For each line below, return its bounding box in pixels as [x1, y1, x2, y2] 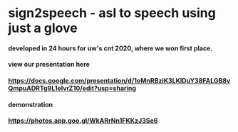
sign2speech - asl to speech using [8, 5, 216, 21]
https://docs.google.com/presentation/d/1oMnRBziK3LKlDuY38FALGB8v [8, 76, 231, 84]
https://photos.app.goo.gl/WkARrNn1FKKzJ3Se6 [8, 116, 158, 125]
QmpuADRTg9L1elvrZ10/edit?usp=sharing [8, 84, 137, 92]
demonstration [8, 100, 53, 109]
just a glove [8, 20, 78, 36]
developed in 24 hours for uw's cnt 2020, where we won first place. [8, 44, 213, 53]
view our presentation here [8, 60, 90, 69]
